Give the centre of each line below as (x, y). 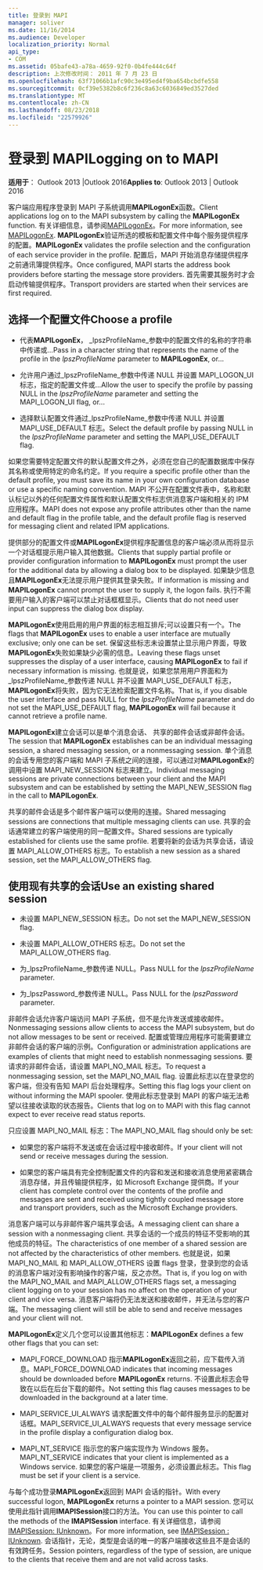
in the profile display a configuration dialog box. (96, 1433)
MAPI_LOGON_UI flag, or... (62, 402)
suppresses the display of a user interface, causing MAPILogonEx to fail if (128, 661)
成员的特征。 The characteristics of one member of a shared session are (131, 1243)
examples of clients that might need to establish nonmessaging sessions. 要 (130, 1057)
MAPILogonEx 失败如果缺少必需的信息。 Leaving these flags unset (114, 652)
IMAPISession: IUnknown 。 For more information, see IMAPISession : (119, 1531)
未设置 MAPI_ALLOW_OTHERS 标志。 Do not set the (102, 944)
